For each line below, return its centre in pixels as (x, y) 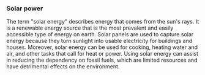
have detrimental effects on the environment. (63, 67)
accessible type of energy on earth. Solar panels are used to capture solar (100, 34)
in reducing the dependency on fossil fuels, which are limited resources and (102, 60)
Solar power (25, 8)
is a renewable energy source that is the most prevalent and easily (90, 28)
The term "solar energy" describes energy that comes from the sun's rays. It (103, 22)
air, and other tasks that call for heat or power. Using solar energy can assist (102, 54)
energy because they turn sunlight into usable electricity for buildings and (99, 41)
